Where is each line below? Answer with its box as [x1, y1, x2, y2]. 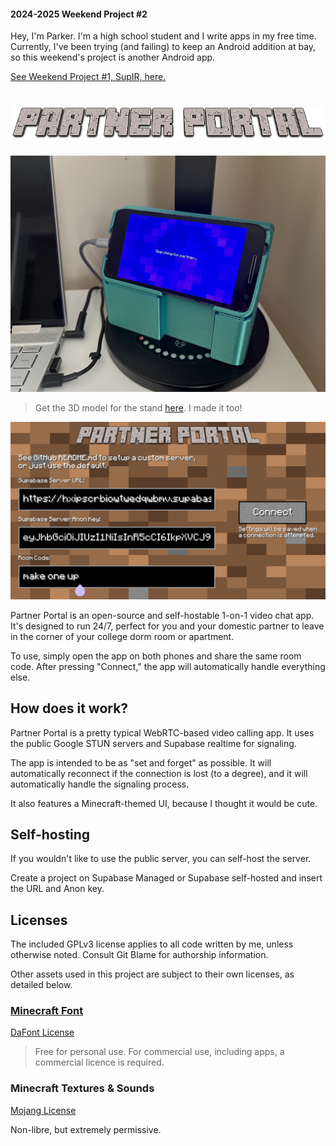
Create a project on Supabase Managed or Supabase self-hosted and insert [10, 872, 323, 884]
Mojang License [10, 1104, 77, 1116]
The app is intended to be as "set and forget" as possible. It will [10, 756, 272, 769]
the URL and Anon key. [10, 883, 105, 895]
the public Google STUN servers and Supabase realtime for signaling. [10, 737, 297, 749]
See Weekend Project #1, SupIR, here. [10, 71, 167, 83]
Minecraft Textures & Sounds [10, 1081, 155, 1095]
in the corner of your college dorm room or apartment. [10, 630, 235, 642]
